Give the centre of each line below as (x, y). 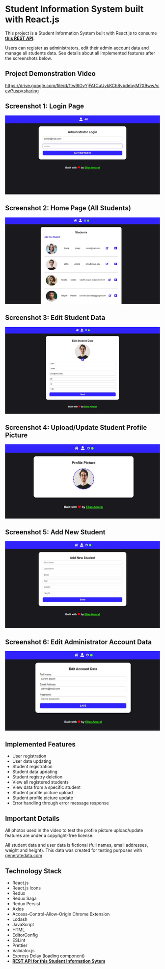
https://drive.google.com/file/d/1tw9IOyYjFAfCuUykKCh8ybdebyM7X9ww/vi (82, 85)
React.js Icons (26, 888)
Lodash (20, 919)
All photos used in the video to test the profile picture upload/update (74, 831)
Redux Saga (24, 899)
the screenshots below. (29, 58)
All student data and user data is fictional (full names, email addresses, (77, 845)
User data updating (32, 761)
